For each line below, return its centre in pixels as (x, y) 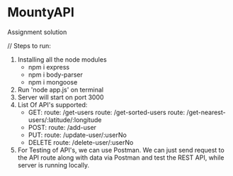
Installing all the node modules (62, 59)
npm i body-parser (55, 75)
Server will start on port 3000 (61, 97)
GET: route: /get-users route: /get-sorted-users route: (107, 112)
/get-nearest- (206, 112)
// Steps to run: (29, 45)
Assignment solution (37, 32)
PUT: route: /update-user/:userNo (78, 135)
